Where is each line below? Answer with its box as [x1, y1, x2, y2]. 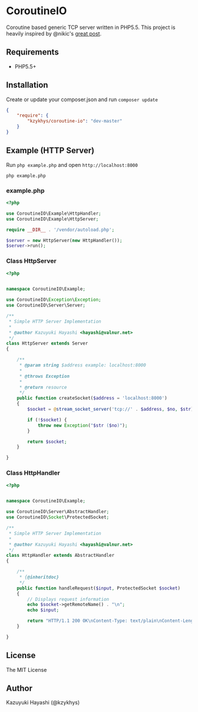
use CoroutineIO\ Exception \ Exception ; [6, 297, 101, 303]
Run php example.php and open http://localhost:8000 [6, 161, 138, 168]
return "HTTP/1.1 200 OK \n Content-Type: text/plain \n [27, 618, 162, 624]
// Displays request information [27, 596, 110, 602]
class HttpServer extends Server [6, 340, 88, 347]
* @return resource [19, 384, 67, 390]
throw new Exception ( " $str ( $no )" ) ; [37, 422, 128, 429]
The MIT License [6, 666, 47, 673]
